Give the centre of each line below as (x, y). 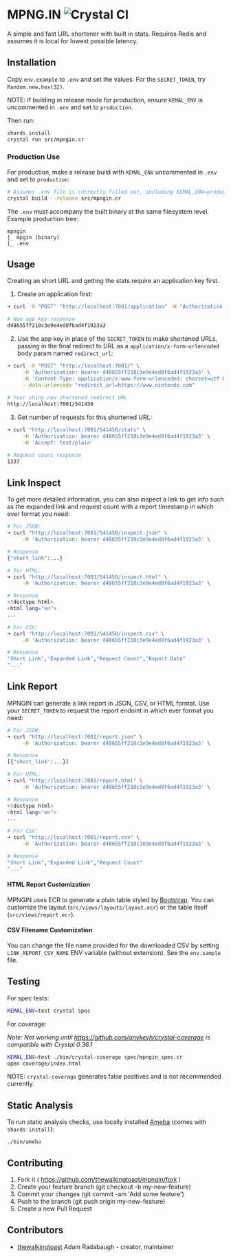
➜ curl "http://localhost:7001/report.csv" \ (73, 838)
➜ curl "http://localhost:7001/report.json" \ (75, 737)
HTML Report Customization (49, 885)
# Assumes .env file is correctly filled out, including (90, 192)
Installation (32, 63)
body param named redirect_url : (65, 353)
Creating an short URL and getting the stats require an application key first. (113, 281)
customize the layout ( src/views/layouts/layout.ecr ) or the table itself (108, 907)
